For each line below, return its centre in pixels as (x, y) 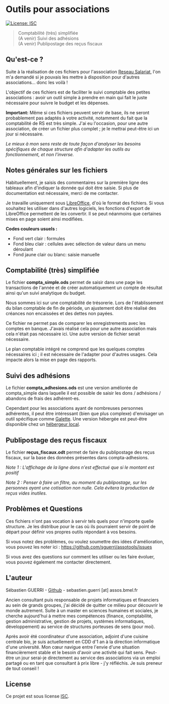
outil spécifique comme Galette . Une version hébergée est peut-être (76, 419)
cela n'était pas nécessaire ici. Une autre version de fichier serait (73, 334)
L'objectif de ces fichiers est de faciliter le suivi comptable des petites (78, 92)
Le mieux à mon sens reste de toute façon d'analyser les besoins (73, 144)
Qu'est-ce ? (25, 60)
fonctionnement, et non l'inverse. (40, 154)
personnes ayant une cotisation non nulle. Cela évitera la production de (80, 488)
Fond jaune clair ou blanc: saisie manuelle (56, 254)
